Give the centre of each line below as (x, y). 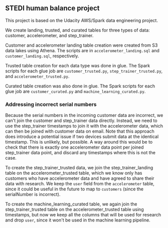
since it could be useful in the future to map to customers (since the (74, 189)
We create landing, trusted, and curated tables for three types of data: (77, 30)
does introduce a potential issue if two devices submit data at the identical (82, 137)
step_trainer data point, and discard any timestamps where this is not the (80, 153)
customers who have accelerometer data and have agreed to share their (80, 178)
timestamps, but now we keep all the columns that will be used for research (83, 215)
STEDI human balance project (52, 8)
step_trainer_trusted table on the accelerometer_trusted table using (74, 209)
